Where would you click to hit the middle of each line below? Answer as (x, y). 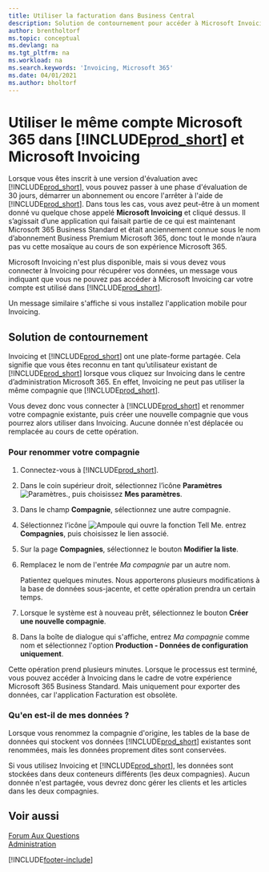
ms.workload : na (35, 61)
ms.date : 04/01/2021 (43, 75)
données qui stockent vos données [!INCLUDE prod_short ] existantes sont (130, 741)
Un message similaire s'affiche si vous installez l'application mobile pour (128, 303)
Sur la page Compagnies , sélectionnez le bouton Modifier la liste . (129, 549)
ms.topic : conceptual (44, 38)
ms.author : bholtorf (43, 83)
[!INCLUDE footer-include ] (51, 859)
